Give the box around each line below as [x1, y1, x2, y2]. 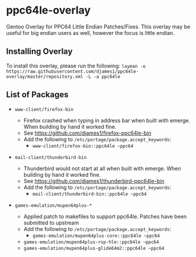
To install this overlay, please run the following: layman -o [6, 62, 146, 69]
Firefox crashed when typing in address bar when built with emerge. [23, 116, 191, 124]
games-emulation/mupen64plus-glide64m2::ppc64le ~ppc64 [23, 245, 165, 251]
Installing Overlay [6, 47, 73, 57]
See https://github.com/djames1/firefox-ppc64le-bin [23, 129, 152, 136]
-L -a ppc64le [85, 73, 120, 80]
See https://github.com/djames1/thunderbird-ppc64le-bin [23, 177, 165, 184]
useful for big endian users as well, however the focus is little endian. [6, 29, 175, 36]
